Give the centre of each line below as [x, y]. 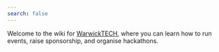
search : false [28, 14]
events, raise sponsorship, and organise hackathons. [83, 41]
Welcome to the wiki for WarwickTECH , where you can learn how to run [109, 33]
